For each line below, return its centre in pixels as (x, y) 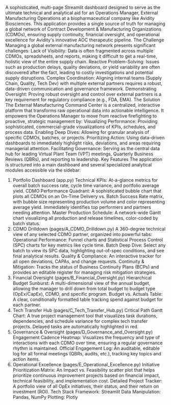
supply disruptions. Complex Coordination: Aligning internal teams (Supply (84, 78)
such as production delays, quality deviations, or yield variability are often (83, 67)
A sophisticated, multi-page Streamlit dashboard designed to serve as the (83, 7)
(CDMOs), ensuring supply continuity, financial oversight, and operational (82, 34)
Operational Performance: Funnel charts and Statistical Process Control (88, 240)
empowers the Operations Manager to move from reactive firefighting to (81, 116)
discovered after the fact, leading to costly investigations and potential (79, 73)
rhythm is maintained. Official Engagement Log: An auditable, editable (86, 348)
